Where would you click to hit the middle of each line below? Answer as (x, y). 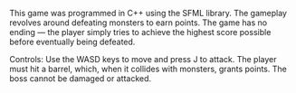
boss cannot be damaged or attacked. (81, 79)
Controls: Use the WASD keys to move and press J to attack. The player (143, 59)
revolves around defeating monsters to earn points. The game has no (138, 23)
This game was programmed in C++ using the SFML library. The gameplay (148, 13)
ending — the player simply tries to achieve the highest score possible (140, 32)
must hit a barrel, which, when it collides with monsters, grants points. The (148, 69)
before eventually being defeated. (72, 42)
